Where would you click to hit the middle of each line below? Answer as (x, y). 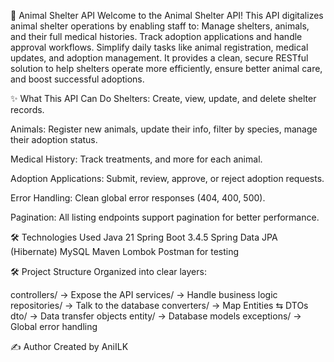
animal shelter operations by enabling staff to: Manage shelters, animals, (160, 26)
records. (27, 109)
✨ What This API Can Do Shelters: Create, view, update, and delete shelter (163, 98)
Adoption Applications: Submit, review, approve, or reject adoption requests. (167, 178)
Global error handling (54, 326)
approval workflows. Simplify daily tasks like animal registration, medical (159, 47)
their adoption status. (54, 139)
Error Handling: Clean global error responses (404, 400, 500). (138, 198)
